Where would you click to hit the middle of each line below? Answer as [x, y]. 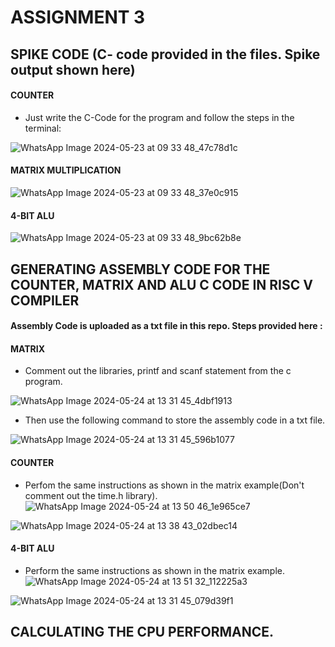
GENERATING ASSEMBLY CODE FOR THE [140, 269]
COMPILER [45, 300]
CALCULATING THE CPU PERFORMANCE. [142, 632]
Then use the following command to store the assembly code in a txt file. [175, 420]
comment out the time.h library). [91, 495]
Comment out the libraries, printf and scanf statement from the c [158, 371]
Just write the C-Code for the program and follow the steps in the [159, 117]
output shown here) [73, 69]
